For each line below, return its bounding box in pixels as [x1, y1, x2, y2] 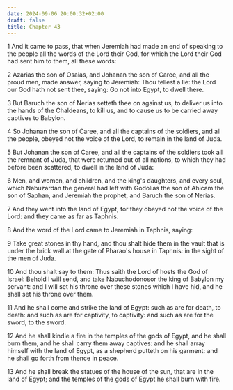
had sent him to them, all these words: [7, 57, 117, 66]
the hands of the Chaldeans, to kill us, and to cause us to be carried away [7, 106, 218, 115]
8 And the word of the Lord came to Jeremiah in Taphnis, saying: [7, 226, 193, 234]
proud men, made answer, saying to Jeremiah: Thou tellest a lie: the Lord [7, 78, 216, 87]
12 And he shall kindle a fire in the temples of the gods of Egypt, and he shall [7, 332, 227, 340]
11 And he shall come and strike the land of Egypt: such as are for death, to [7, 303, 221, 312]
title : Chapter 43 [7, 23, 61, 30]
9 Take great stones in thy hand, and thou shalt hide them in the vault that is [7, 239, 225, 248]
